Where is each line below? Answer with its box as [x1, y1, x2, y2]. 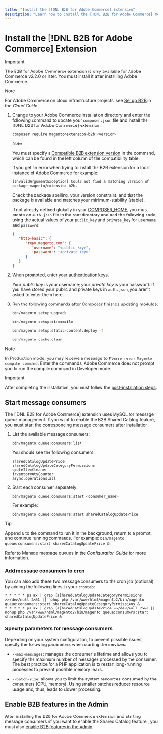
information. [5, 555, 30, 561]
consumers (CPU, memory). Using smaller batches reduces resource [12, 681, 150, 687]
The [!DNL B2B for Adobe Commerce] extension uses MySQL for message [5, 412, 154, 417]
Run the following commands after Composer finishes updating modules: [12, 301, 158, 307]
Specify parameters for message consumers [5, 626, 113, 632]
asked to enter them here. [12, 292, 64, 298]
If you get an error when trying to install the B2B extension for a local [12, 165, 150, 171]
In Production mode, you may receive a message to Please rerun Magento [5, 355, 153, 361]
